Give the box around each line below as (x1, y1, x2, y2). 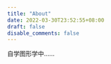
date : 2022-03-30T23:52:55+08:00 (7, 17, 105, 24)
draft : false (7, 23, 45, 30)
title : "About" (7, 10, 52, 17)
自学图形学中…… (7, 49, 55, 58)
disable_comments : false (7, 29, 80, 37)
